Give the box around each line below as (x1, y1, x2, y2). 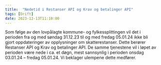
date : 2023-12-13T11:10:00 (5, 16, 60, 21)
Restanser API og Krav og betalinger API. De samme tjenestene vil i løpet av (5, 44, 157, 51)
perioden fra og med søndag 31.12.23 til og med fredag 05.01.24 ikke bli (5, 34, 148, 40)
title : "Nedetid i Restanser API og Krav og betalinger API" (5, 7, 133, 12)
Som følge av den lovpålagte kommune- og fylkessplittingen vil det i (5, 29, 141, 35)
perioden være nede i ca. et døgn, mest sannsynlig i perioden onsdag (5, 50, 144, 55)
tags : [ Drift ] (5, 12, 34, 16)
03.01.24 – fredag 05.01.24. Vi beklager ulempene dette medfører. (5, 55, 137, 61)
